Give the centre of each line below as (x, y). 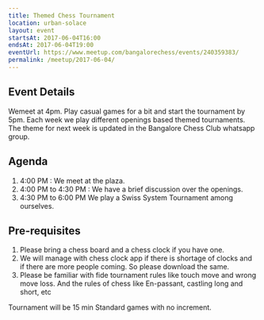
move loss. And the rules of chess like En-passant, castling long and (131, 283)
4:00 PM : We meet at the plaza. (72, 180)
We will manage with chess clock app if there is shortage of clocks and (136, 258)
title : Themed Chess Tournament (61, 15)
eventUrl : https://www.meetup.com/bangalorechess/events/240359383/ (124, 52)
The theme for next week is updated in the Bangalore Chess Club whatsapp (132, 128)
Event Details (42, 92)
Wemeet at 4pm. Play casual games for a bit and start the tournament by (127, 111)
